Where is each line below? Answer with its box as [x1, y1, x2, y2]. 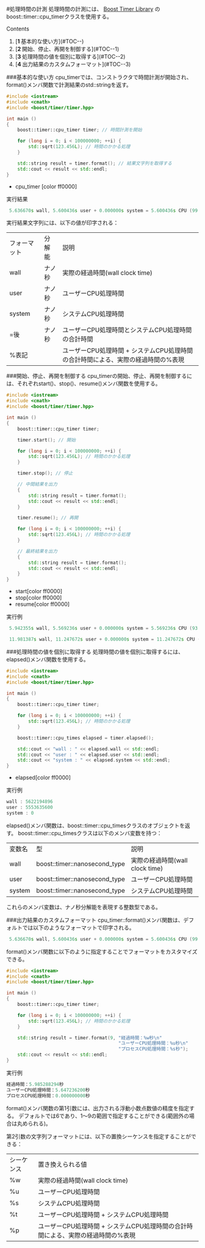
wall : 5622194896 [6, 799, 53, 805]
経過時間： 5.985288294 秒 [6, 1081, 64, 1087]
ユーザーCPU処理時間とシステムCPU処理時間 [62, 326, 192, 334]
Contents [6, 25, 29, 32]
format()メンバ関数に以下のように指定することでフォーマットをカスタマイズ [6, 947, 198, 955]
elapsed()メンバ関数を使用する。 [6, 655, 90, 663]
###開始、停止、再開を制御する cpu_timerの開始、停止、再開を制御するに [6, 373, 192, 380]
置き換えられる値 [38, 1160, 87, 1169]
